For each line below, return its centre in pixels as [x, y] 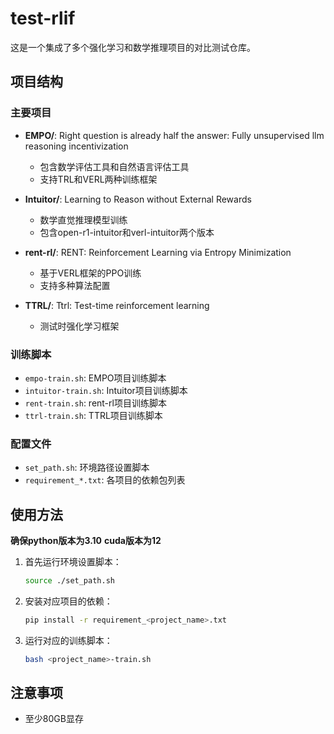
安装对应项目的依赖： [68, 601]
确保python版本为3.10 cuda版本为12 [86, 541]
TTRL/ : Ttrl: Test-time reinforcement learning [117, 305]
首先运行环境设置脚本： [73, 562]
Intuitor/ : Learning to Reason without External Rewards [138, 199]
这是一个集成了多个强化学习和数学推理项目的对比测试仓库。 [133, 47]
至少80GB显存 [54, 719]
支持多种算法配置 [75, 285]
